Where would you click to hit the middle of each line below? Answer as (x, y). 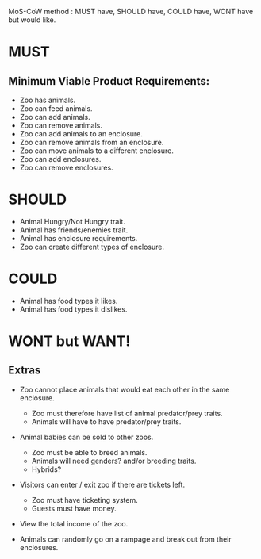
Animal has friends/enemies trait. (74, 230)
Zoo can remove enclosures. (66, 167)
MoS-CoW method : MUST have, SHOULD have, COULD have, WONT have (131, 11)
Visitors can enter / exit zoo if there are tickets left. (102, 484)
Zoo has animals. (48, 100)
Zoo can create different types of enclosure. (92, 247)
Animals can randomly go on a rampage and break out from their (125, 539)
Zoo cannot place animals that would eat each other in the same (125, 389)
